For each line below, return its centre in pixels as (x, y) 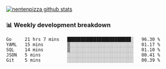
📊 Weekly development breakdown (58, 25)
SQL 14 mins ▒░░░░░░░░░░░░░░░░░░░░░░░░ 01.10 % (83, 50)
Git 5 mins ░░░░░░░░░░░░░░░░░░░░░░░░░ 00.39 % (83, 60)
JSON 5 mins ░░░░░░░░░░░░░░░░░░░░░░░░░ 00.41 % (83, 55)
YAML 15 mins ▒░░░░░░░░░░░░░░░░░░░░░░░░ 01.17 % (83, 45)
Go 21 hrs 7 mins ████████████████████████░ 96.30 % (83, 40)
